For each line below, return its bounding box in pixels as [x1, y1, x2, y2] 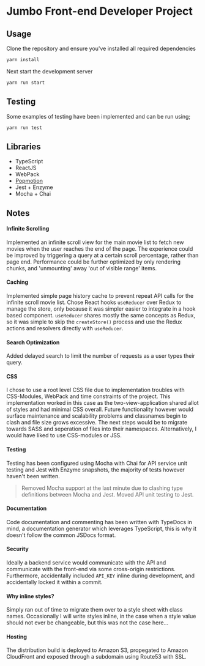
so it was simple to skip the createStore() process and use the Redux [6, 318, 182, 325]
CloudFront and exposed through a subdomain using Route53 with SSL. [6, 653, 187, 660]
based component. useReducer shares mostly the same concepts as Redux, [6, 312, 196, 319]
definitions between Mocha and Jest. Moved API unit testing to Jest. [21, 490, 194, 498]
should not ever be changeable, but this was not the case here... [6, 619, 169, 626]
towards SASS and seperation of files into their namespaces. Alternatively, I [6, 425, 197, 432]
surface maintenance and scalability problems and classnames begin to [6, 412, 187, 420]
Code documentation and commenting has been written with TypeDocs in [6, 518, 193, 525]
